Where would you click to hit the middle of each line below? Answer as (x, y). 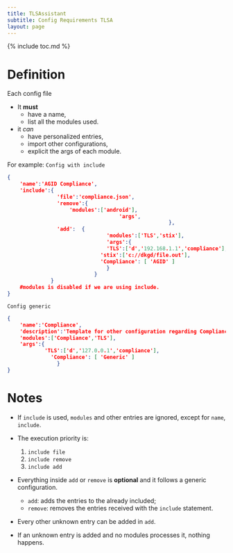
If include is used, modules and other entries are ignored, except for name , (121, 417)
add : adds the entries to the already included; (92, 500)
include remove (49, 459)
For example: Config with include (56, 165)
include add (45, 467)
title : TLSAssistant (37, 14)
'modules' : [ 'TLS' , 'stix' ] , (146, 236)
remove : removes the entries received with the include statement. (120, 508)
